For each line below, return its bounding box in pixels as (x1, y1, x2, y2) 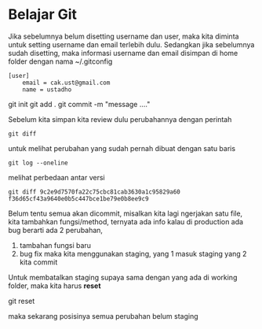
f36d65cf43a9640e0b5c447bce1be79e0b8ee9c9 (8, 194, 149, 202)
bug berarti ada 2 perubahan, (8, 225, 104, 235)
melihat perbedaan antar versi (8, 172, 105, 182)
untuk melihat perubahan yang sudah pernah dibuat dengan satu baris (8, 143, 236, 153)
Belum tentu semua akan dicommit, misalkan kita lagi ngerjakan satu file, (8, 209, 243, 218)
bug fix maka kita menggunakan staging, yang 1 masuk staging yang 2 (19, 249, 247, 258)
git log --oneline (8, 159, 68, 167)
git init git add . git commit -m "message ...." (8, 99, 151, 109)
